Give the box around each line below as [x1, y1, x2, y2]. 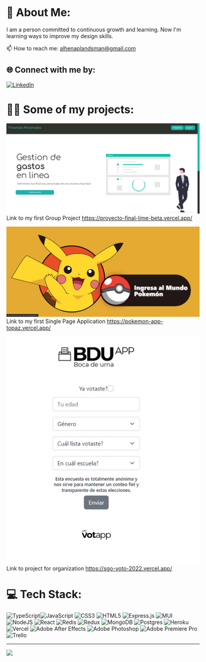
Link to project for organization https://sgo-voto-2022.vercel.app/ [6, 564, 173, 572]
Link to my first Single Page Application [6, 317, 106, 325]
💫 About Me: [6, 6, 71, 20]
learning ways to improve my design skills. [6, 32, 113, 39]
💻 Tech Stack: [6, 588, 82, 601]
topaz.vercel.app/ [6, 324, 51, 331]
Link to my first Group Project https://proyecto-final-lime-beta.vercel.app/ [6, 214, 193, 222]
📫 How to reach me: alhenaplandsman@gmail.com [6, 44, 136, 52]
